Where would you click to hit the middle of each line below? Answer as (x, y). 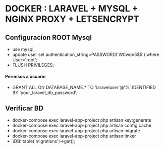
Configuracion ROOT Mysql (49, 37)
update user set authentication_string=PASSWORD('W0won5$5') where (86, 54)
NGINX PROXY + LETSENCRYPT (72, 19)
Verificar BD (24, 108)
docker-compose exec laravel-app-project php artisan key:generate (82, 120)
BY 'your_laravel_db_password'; (45, 93)
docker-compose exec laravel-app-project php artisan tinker (74, 136)
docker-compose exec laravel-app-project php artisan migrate (76, 131)
